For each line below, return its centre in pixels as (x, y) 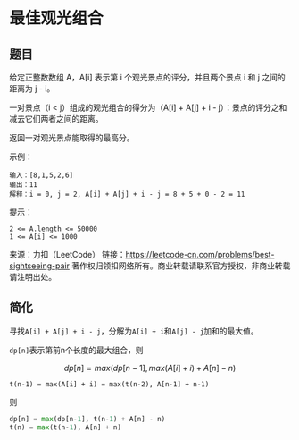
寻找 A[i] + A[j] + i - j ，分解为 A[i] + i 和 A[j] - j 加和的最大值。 (134, 331)
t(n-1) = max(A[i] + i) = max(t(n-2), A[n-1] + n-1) (109, 384)
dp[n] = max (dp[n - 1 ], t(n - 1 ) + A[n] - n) (87, 419)
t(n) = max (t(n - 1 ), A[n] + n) (66, 427)
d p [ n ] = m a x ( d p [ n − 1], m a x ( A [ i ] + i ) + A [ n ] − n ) (150, 368)
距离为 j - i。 (32, 89)
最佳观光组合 (57, 18)
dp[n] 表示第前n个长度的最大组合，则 (77, 350)
